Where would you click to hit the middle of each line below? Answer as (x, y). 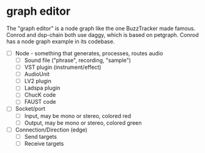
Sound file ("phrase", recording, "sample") (78, 60)
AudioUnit (37, 74)
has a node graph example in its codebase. (61, 41)
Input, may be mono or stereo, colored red (78, 116)
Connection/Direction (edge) (51, 130)
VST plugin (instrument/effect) (63, 67)
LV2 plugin (38, 81)
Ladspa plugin (42, 88)
